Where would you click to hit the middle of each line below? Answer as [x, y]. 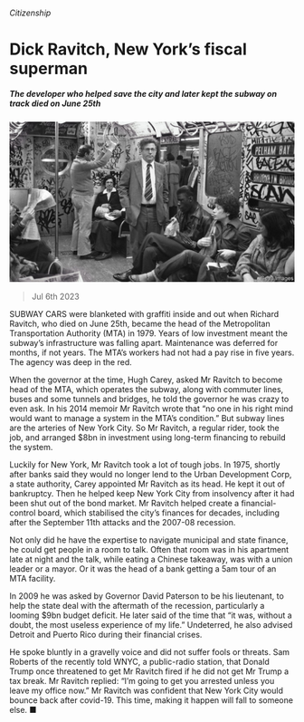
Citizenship [30, 13]
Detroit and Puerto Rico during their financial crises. [106, 635]
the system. [31, 448]
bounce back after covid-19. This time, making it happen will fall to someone [152, 700]
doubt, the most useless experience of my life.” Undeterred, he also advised [151, 625]
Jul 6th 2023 [55, 297]
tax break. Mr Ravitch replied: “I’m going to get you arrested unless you [142, 681]
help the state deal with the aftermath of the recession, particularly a [137, 606]
